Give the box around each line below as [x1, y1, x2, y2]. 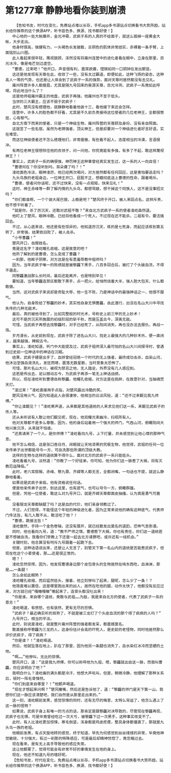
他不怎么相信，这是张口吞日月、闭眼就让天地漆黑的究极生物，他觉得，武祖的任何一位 [12, 442, 164, 447]
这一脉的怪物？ [5, 703, 32, 708]
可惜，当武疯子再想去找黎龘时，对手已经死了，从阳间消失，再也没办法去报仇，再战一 [12, 322, 164, 327]
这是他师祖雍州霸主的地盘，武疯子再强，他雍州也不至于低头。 [12, 93, 123, 99]
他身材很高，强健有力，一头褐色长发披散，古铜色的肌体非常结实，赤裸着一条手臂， [12, 45, 161, 50]
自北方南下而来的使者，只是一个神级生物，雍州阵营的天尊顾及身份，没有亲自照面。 [12, 121, 161, 126]
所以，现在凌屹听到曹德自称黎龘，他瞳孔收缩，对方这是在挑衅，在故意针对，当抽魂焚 [12, 377, 164, 382]
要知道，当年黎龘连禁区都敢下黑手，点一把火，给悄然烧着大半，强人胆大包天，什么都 [12, 279, 164, 284]
